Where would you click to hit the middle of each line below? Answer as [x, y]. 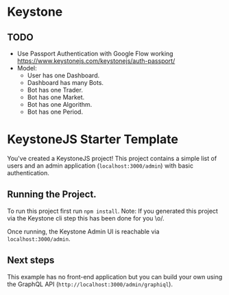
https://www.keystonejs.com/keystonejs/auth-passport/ [96, 61]
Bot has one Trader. [55, 90]
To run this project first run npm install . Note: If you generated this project [112, 211]
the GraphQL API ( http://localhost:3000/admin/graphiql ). [90, 284]
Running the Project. [52, 195]
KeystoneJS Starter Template [93, 139]
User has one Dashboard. [63, 75]
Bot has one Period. [55, 112]
